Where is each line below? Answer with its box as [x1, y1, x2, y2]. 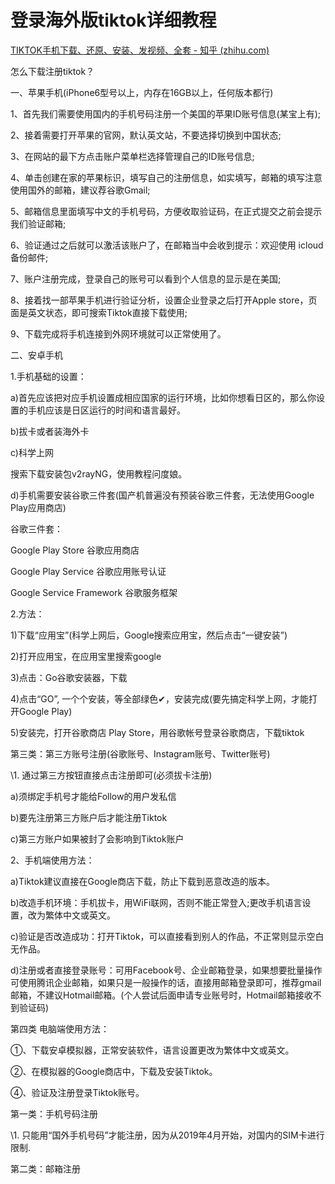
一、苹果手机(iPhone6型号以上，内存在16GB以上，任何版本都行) [10, 86, 274, 98]
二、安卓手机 [10, 349, 63, 361]
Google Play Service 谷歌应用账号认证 [10, 565, 167, 577]
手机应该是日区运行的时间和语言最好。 [27, 404, 186, 416]
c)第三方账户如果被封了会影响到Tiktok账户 [10, 832, 185, 845]
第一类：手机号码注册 [10, 1107, 98, 1120]
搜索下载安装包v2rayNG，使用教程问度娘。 [10, 467, 188, 480]
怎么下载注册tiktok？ [10, 65, 95, 77]
